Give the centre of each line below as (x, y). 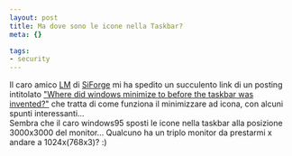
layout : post (34, 18)
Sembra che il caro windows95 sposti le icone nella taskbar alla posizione (146, 124)
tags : (19, 50)
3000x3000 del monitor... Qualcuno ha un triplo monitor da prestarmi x (141, 133)
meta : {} (26, 34)
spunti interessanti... (47, 114)
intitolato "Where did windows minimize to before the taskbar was (132, 95)
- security (30, 60)
